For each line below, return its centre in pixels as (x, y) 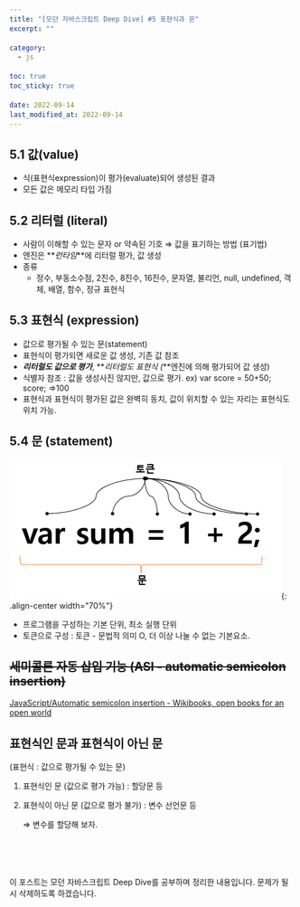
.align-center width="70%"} (61, 605)
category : (28, 48)
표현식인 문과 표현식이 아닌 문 (86, 743)
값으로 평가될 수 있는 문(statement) (85, 344)
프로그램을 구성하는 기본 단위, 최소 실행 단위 (100, 624)
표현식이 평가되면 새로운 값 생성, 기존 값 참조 (101, 355)
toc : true (28, 77)
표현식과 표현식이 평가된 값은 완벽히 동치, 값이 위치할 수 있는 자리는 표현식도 (156, 399)
